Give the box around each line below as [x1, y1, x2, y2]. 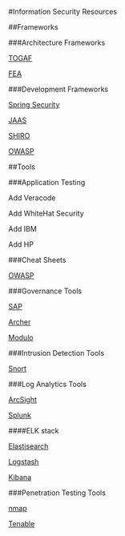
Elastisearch [8, 441, 49, 451]
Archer [8, 317, 31, 327]
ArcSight [8, 395, 38, 404]
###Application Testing [8, 178, 86, 187]
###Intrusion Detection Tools [8, 349, 105, 357]
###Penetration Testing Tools [8, 488, 107, 498]
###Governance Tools [8, 286, 83, 296]
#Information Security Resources [8, 7, 118, 16]
